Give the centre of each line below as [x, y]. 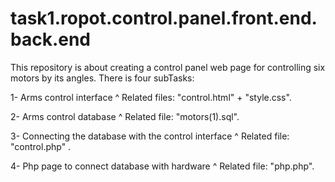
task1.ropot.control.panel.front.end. [164, 18]
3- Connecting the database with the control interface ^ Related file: [150, 136]
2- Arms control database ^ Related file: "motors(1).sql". [125, 116]
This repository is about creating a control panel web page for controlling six [168, 67]
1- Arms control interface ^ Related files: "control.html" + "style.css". [151, 97]
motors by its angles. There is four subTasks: [102, 78]
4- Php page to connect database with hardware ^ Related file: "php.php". [162, 166]
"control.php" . [41, 146]
